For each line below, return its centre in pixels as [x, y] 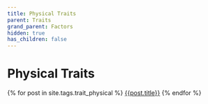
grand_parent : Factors [40, 26]
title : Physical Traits [42, 14]
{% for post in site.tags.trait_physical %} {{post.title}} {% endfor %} [104, 93]
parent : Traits [29, 20]
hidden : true [26, 33]
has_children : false [37, 40]
